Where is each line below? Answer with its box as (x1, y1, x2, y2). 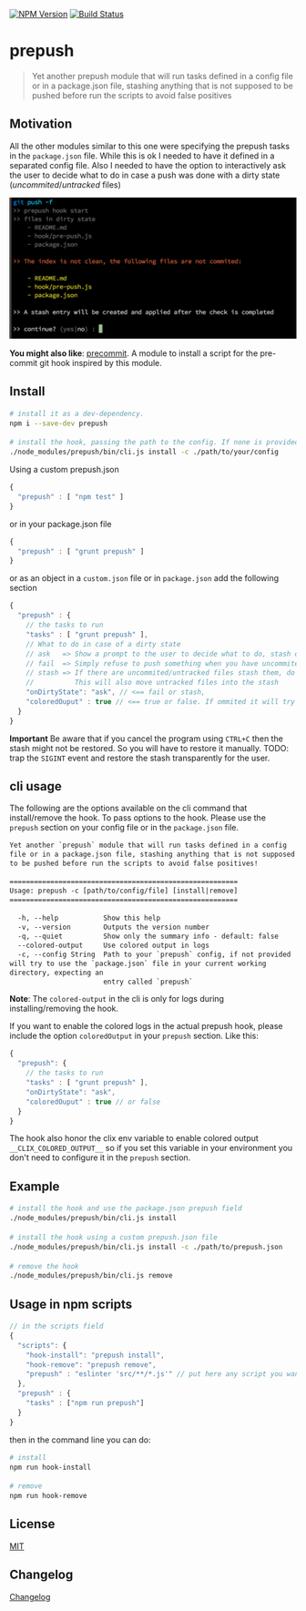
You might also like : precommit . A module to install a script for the (9, 347, 259, 359)
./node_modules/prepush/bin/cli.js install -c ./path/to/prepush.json (9, 1242, 283, 1251)
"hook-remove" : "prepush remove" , (25, 1360, 157, 1370)
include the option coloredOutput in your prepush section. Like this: (9, 1030, 260, 1042)
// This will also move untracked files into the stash (25, 678, 280, 688)
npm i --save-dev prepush (9, 419, 107, 428)
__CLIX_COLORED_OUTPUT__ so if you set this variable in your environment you (9, 1143, 293, 1154)
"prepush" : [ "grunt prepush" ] (17, 546, 145, 556)
